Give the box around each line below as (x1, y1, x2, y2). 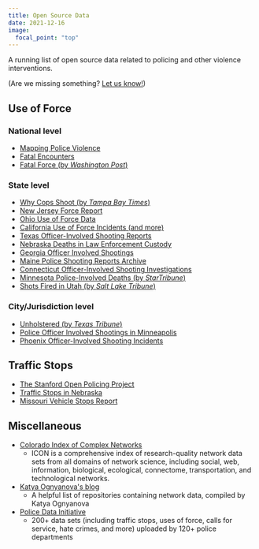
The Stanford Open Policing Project (19, 379, 135, 389)
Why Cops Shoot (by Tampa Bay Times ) (19, 198, 151, 207)
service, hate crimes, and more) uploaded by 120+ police (31, 524, 216, 533)
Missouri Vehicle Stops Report (19, 396, 118, 406)
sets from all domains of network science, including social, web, (31, 457, 240, 466)
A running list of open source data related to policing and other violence (8, 55, 242, 65)
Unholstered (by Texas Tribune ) (19, 319, 123, 328)
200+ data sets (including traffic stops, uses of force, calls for (31, 516, 232, 525)
